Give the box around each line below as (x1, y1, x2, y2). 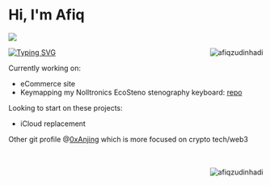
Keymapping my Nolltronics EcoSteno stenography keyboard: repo (19, 87, 243, 97)
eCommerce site (19, 78, 75, 88)
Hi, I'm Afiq (8, 6, 85, 24)
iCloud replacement (19, 119, 86, 128)
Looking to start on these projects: (8, 103, 123, 112)
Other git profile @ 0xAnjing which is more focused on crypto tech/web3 (8, 134, 249, 144)
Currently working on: (8, 63, 81, 73)
